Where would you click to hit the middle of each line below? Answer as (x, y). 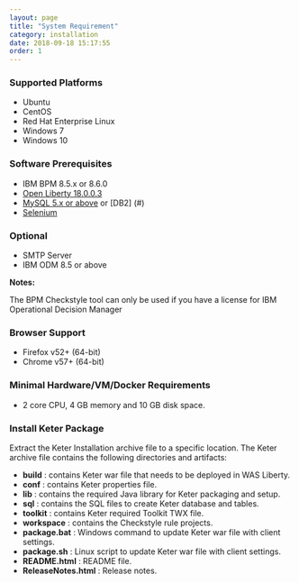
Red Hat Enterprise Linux (68, 122)
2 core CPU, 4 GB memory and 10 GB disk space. (113, 405)
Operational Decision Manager (66, 310)
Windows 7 (43, 131)
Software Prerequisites (61, 164)
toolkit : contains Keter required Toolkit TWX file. (113, 513)
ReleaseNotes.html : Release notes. (90, 570)
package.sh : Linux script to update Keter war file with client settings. (152, 551)
